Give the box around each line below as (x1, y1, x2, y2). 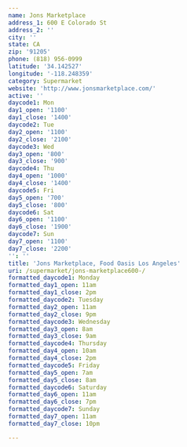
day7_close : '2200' (8, 245, 72, 253)
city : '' (8, 33, 37, 42)
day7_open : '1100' (8, 238, 68, 245)
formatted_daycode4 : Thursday (8, 340, 108, 347)
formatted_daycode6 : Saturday (8, 383, 108, 391)
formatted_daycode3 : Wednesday (8, 318, 111, 325)
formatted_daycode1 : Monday (8, 274, 101, 282)
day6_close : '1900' (8, 223, 72, 231)
